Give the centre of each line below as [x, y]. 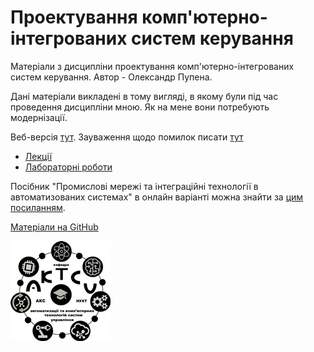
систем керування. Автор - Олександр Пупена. [111, 77]
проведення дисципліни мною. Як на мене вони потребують [140, 107]
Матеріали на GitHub [54, 227]
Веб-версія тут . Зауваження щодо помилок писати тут [127, 137]
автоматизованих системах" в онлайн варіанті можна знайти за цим [157, 197]
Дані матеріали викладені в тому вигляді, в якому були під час [144, 96]
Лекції [38, 156]
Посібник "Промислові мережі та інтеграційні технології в [134, 186]
